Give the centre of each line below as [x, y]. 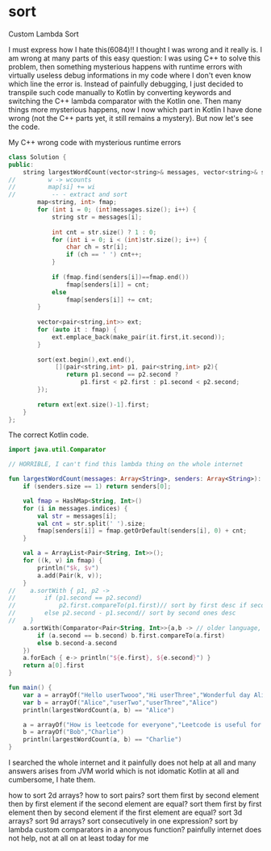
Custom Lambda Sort [44, 34]
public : [21, 165]
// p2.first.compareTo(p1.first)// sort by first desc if [128, 606]
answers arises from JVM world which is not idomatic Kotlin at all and [124, 771]
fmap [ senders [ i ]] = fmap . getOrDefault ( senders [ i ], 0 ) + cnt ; [142, 531]
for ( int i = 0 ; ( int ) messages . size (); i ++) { [117, 210]
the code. [24, 127]
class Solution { [38, 157]
